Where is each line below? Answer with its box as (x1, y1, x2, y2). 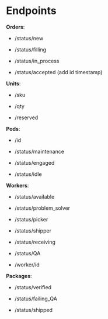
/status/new (14, 34, 44, 41)
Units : (6, 80, 21, 87)
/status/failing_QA (14, 295, 57, 302)
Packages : (6, 272, 32, 279)
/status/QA (14, 249, 41, 256)
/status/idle (14, 171, 42, 178)
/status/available (14, 193, 55, 200)
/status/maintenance (14, 148, 64, 155)
